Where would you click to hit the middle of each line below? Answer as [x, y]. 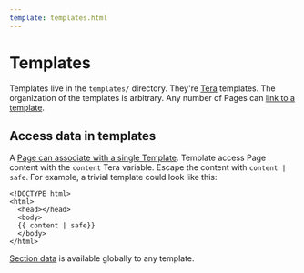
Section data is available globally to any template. [102, 258]
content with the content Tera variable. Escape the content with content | [148, 167]
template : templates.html [58, 18]
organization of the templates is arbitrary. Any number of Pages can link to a [152, 97]
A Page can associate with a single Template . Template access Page [138, 158]
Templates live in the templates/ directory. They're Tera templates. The [142, 88]
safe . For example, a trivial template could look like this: [113, 177]
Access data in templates [83, 136]
